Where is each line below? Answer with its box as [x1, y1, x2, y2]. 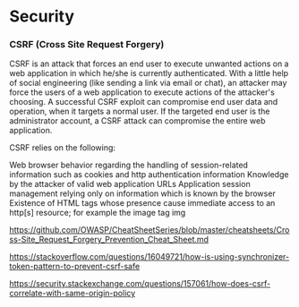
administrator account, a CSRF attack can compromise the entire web [9, 115, 266, 126]
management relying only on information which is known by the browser [9, 188, 276, 199]
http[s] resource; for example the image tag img [9, 208, 186, 218]
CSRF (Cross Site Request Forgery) [9, 38, 165, 51]
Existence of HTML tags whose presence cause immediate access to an [9, 198, 276, 209]
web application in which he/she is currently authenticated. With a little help [9, 68, 289, 79]
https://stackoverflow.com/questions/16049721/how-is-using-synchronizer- [9, 252, 290, 262]
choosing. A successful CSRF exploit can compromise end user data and [9, 97, 278, 107]
